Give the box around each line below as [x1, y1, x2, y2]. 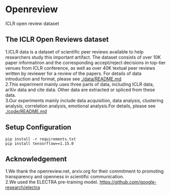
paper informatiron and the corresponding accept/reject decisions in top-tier [5, 60, 166, 66]
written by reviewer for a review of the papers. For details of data [5, 70, 141, 76]
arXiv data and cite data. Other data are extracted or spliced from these [5, 87, 155, 93]
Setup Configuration [5, 123, 72, 132]
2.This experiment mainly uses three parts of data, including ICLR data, [5, 81, 154, 87]
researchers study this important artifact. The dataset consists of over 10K [5, 54, 161, 60]
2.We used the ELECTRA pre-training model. [5, 179, 99, 185]
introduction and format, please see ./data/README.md [5, 75, 122, 82]
